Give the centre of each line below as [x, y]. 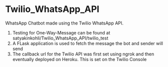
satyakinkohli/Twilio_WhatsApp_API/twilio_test [60, 38]
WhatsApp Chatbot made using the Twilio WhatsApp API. [64, 23]
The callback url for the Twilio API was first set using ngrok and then [83, 54]
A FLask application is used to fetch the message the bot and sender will [88, 43]
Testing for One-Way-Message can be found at [61, 32]
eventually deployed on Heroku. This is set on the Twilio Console [79, 59]
